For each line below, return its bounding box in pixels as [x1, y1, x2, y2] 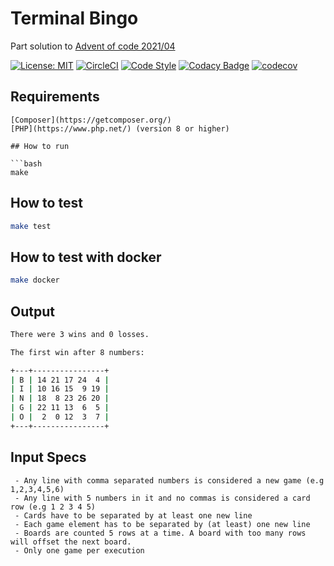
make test [10, 221, 52, 231]
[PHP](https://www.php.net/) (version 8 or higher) [10, 123, 230, 134]
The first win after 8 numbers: [10, 347, 145, 357]
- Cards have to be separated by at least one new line [14, 510, 253, 521]
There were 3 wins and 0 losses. [10, 329, 150, 339]
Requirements [10, 88, 100, 106]
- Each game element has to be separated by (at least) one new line [14, 519, 311, 529]
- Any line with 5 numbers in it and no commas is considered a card [14, 493, 311, 503]
